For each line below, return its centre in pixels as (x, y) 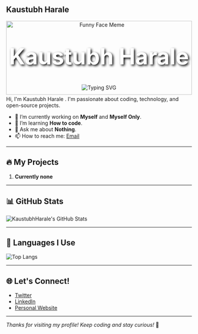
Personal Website (36, 308)
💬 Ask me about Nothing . (45, 129)
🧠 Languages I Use (41, 243)
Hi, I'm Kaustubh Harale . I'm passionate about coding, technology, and (92, 99)
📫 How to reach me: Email (47, 136)
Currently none (34, 176)
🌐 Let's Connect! (38, 281)
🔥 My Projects (32, 162)
